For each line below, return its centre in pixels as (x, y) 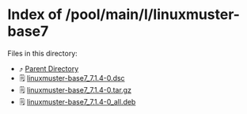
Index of (35, 15)
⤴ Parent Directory (49, 68)
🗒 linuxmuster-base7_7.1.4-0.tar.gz (75, 89)
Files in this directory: (43, 53)
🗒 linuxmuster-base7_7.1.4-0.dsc (72, 78)
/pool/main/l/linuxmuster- (153, 15)
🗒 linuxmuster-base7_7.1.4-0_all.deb (77, 101)
